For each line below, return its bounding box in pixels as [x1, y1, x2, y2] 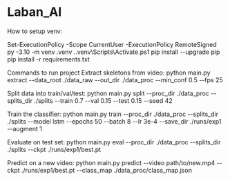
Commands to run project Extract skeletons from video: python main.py [7, 68, 211, 77]
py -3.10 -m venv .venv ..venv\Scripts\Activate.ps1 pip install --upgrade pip [7, 48, 220, 56]
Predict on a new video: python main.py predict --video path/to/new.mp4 [7, 158, 215, 166]
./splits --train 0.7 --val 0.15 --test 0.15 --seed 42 [34, 96, 173, 104]
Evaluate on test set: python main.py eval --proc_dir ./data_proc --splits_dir [7, 137, 221, 146]
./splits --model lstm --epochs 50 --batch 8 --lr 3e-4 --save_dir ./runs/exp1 [7, 117, 222, 125]
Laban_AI [7, 4, 62, 20]
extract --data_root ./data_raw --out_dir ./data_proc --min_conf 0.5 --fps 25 [7, 75, 223, 84]
